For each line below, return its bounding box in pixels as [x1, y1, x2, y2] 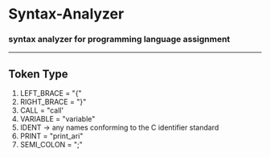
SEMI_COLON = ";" [19, 140, 83, 150]
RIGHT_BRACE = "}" [19, 97, 87, 107]
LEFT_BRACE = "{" [19, 89, 82, 98]
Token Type [8, 67, 68, 81]
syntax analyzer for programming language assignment [8, 34, 231, 45]
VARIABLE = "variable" [19, 114, 96, 124]
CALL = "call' [19, 105, 64, 115]
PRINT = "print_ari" [19, 131, 84, 141]
